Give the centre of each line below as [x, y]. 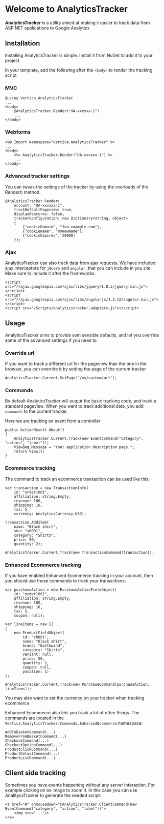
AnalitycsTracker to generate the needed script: [53, 795]
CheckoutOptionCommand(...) [34, 745]
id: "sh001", [36, 637]
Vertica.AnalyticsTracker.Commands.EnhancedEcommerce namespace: [74, 723]
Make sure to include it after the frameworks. [50, 273]
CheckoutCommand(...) [27, 741]
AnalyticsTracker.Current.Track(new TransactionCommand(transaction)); [80, 552]
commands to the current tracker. [36, 411]
